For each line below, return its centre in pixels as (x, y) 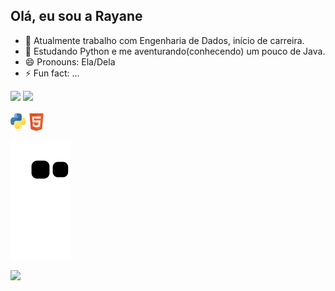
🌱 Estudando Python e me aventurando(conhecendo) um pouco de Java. (175, 51)
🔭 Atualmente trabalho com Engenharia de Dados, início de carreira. (164, 40)
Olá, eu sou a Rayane (76, 16)
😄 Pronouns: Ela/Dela (70, 61)
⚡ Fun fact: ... (52, 73)
